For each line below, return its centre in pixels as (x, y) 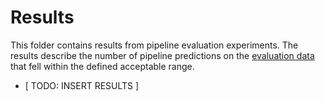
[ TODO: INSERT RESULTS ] (82, 85)
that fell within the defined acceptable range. (102, 66)
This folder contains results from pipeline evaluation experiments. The (154, 45)
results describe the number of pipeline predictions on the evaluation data (162, 55)
